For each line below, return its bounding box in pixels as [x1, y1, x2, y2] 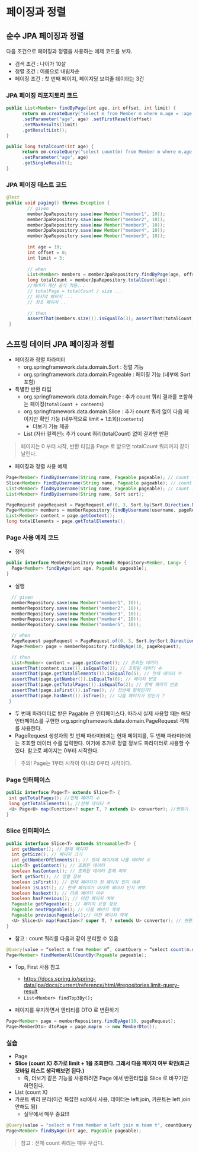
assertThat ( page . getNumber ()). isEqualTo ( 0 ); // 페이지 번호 [11, 676, 157, 682]
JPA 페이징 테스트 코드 [6, 180, 67, 189]
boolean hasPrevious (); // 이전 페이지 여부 [11, 896, 114, 902]
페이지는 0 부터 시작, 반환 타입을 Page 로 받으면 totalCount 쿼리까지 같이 [20, 443, 190, 450]
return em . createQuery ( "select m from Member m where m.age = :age [21, 111, 192, 117]
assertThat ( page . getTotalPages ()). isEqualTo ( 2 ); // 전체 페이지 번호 [11, 682, 178, 688]
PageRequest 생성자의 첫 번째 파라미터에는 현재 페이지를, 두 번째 [14, 732, 166, 739]
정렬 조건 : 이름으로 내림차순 [14, 68, 80, 75]
